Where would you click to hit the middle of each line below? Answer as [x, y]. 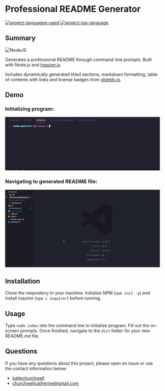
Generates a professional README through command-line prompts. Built [79, 60]
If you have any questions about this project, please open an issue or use [79, 363]
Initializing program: [30, 109]
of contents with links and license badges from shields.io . [63, 79]
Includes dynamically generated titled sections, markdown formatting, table [82, 74]
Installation [23, 281]
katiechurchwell [28, 378]
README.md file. [22, 336]
